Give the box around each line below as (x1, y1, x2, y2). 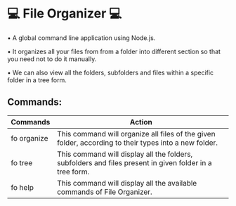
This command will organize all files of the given (57, 129, 216, 139)
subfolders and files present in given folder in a (57, 157, 212, 167)
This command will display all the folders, (57, 149, 193, 159)
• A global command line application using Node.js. (7, 33, 156, 42)
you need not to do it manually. (7, 54, 97, 63)
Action (129, 117, 153, 127)
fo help (11, 182, 34, 192)
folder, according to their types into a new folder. (57, 138, 218, 148)
